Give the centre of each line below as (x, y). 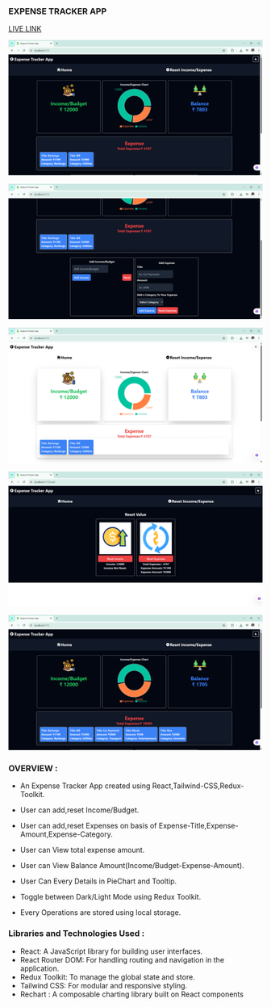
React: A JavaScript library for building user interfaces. (111, 951)
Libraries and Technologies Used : (77, 934)
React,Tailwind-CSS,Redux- (198, 786)
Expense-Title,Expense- (198, 826)
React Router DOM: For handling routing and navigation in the (122, 959)
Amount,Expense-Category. (66, 834)
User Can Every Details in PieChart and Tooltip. (98, 881)
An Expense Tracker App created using (85, 786)
